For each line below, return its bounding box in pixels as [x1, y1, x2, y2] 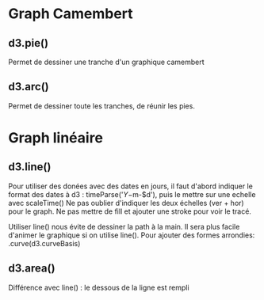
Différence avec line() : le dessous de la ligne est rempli [8, 283, 189, 292]
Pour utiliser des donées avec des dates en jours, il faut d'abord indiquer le [8, 181, 254, 191]
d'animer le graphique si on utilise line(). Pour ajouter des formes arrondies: [8, 230, 255, 240]
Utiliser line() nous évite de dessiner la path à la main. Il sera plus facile [8, 222, 240, 231]
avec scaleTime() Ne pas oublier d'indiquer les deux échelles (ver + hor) [8, 198, 244, 207]
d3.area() [8, 262, 55, 275]
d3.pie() [8, 36, 49, 50]
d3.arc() [8, 80, 49, 93]
